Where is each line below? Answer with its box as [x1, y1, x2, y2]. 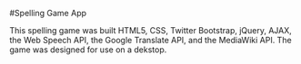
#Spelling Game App [9, 8, 87, 18]
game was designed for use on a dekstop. [9, 44, 167, 55]
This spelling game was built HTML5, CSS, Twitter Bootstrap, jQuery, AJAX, [9, 25, 293, 35]
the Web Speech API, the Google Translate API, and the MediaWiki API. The [9, 35, 293, 45]
